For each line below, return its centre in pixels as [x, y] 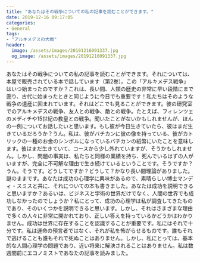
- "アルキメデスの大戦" [32, 39]
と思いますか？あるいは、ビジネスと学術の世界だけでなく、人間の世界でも [97, 193]
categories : [21, 23]
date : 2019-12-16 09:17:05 [40, 17]
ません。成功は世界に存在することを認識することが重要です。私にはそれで [97, 223]
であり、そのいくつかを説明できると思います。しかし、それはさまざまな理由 [100, 208]
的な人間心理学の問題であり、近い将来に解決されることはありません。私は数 [100, 245]
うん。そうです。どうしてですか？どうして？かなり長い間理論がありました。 [100, 171]
